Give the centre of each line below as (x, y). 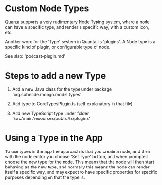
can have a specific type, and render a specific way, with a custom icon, (77, 27)
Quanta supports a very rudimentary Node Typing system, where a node (78, 22)
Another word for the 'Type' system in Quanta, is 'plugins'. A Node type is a (80, 41)
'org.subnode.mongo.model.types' (47, 94)
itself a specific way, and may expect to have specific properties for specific (81, 172)
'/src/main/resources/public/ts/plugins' (51, 118)
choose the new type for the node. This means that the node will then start (80, 162)
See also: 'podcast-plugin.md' (35, 56)
